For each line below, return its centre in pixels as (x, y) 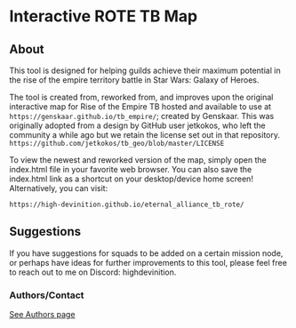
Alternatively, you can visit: (59, 188)
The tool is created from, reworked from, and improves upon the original (141, 97)
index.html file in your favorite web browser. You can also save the (131, 169)
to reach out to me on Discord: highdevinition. (93, 272)
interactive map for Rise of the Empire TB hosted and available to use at (140, 107)
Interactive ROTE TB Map (104, 16)
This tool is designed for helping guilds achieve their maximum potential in (145, 70)
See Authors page (42, 315)
